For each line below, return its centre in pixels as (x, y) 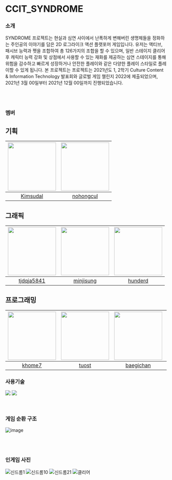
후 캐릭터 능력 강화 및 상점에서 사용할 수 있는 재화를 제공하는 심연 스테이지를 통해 (86, 57)
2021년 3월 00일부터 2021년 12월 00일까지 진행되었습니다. (64, 83)
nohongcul (85, 196)
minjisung (85, 281)
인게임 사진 (18, 460)
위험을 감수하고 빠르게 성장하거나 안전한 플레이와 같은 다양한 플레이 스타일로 (81, 64)
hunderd (138, 281)
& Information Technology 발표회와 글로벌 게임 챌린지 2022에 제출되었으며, (82, 76)
